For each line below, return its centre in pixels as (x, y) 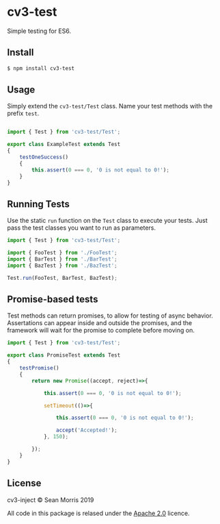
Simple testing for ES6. (39, 31)
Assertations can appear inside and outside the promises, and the (100, 323)
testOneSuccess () (44, 157)
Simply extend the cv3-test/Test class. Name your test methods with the (110, 106)
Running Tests (38, 204)
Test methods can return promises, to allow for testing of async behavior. (110, 315)
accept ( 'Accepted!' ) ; (86, 430)
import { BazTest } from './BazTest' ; (62, 265)
